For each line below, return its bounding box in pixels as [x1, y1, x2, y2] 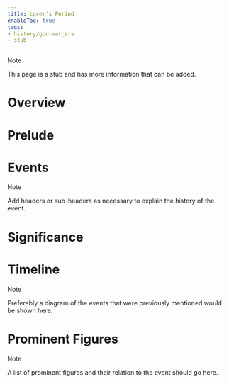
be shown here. [7, 306, 53, 315]
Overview [7, 95, 66, 111]
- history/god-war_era [7, 30, 74, 38]
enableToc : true [7, 17, 55, 24]
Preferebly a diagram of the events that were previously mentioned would [7, 298, 222, 307]
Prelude [7, 127, 55, 143]
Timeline [7, 261, 60, 277]
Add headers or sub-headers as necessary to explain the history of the [7, 196, 215, 205]
